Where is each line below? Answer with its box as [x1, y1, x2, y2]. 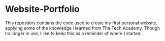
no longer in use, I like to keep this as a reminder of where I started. [5, 30, 142, 36]
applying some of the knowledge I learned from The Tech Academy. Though [5, 25, 160, 31]
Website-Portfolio [5, 3, 80, 15]
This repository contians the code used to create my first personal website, [5, 20, 158, 26]
